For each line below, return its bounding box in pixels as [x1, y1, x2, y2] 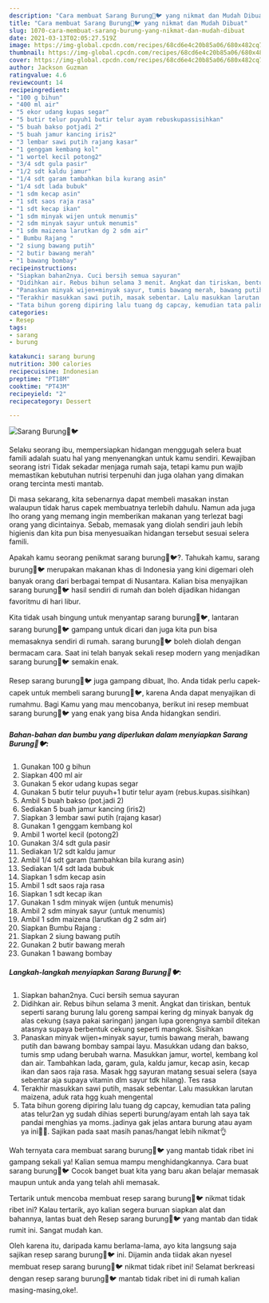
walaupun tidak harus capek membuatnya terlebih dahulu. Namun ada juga [9, 503, 255, 513]
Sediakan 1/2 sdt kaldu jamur [20, 847, 117, 857]
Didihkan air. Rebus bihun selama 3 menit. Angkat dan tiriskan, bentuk [20, 999, 251, 1008]
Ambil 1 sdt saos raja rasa [20, 881, 105, 890]
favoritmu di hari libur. [9, 596, 81, 607]
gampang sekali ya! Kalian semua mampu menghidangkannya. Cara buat [9, 1157, 248, 1166]
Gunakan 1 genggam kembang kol [20, 822, 133, 831]
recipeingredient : [9, 85, 70, 94]
